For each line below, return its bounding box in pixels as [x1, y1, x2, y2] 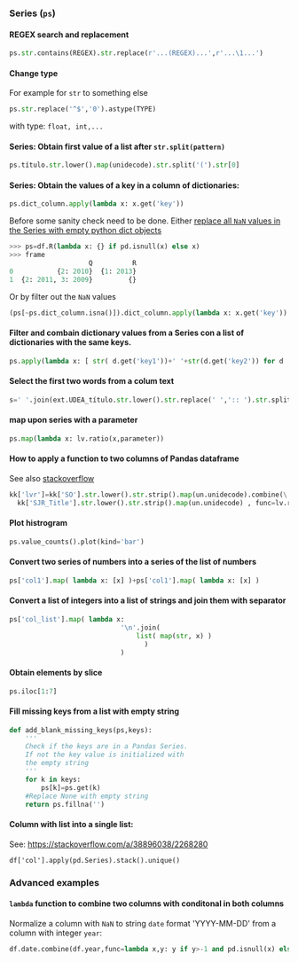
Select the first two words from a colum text [9, 376, 175, 387]
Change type [9, 67, 59, 78]
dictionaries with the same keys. [9, 337, 131, 348]
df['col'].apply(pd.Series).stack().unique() [9, 856, 180, 864]
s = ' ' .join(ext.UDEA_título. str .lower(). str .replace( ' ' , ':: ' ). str [9, 395, 268, 404]
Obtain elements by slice [9, 668, 103, 677]
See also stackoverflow [9, 473, 95, 483]
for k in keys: [25, 775, 82, 784]
